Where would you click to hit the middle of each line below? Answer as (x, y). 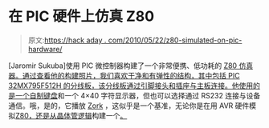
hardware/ (45, 49)
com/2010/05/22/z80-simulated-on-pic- (175, 40)
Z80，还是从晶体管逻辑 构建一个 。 (71, 115)
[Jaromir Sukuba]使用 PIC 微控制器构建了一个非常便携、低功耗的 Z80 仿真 (131, 66)
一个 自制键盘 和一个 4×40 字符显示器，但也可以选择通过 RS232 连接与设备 (138, 95)
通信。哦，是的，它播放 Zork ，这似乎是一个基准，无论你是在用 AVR (121, 106)
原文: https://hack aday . (67, 40)
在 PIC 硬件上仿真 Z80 (82, 16)
